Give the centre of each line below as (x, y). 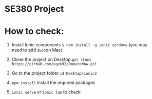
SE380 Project (34, 9)
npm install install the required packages (53, 83)
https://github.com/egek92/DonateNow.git (54, 64)
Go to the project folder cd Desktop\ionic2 (54, 73)
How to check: (34, 31)
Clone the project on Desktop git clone (51, 59)
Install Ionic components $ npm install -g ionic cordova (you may (79, 45)
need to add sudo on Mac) (37, 50)
